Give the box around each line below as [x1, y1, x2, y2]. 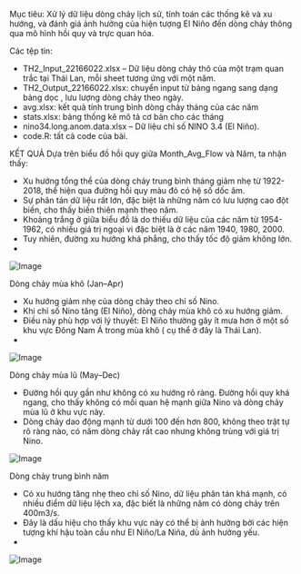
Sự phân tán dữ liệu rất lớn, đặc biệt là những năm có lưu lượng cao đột [22, 195, 289, 205]
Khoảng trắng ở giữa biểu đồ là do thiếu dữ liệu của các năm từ [22, 214, 259, 224]
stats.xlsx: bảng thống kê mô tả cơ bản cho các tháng [22, 112, 225, 122]
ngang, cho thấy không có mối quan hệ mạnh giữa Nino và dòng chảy [22, 397, 284, 408]
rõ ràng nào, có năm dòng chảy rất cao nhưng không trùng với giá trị [22, 426, 280, 436]
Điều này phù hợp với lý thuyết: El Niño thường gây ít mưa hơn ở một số [22, 315, 289, 326]
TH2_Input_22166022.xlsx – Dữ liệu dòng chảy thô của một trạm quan [22, 64, 285, 74]
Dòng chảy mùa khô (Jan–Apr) [9, 278, 125, 289]
